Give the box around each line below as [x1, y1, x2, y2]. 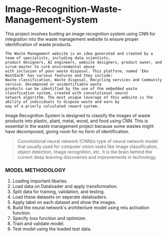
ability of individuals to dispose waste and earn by [5, 99, 120, 104]
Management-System [5, 14, 98, 26]
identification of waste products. [5, 41, 72, 47]
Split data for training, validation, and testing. [12, 189, 105, 195]
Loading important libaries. [12, 178, 68, 184]
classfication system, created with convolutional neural [5, 90, 128, 96]
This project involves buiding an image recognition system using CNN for [5, 31, 156, 37]
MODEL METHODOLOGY [5, 166, 66, 173]
